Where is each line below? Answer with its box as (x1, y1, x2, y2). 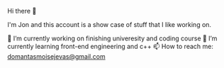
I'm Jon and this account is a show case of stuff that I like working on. (7, 21, 211, 28)
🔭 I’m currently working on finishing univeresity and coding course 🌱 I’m (7, 34, 218, 42)
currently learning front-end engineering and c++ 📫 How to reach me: (7, 42, 214, 50)
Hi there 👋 (7, 7, 37, 15)
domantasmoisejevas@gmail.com (7, 52, 106, 60)
